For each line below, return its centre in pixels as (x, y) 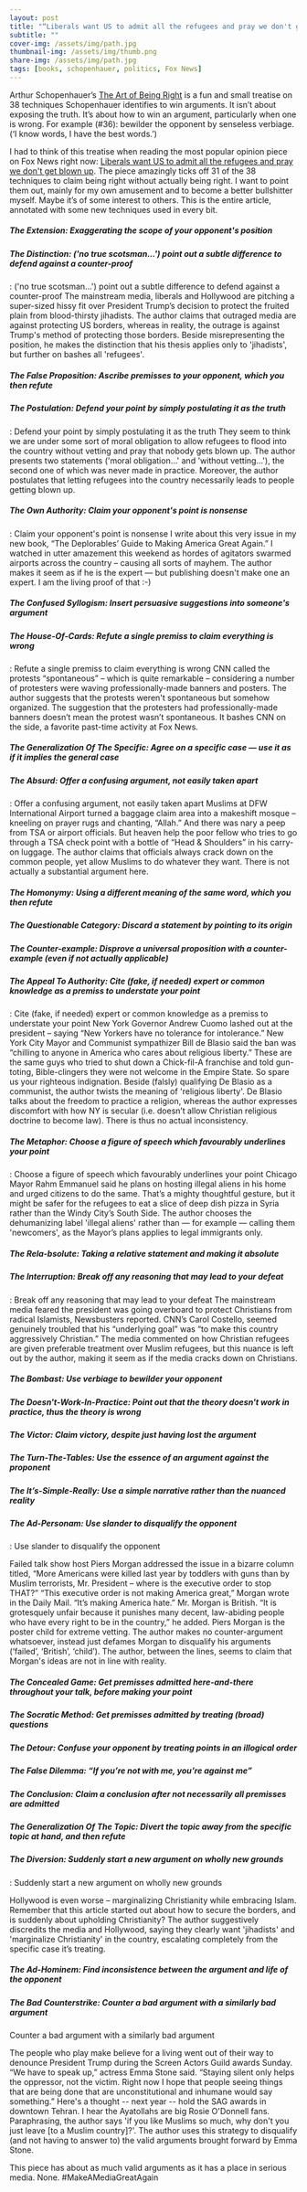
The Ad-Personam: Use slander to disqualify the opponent (123, 1524)
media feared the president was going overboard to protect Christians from (151, 1309)
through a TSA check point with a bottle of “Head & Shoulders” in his (139, 843)
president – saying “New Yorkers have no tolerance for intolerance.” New (147, 1033)
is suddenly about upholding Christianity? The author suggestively (134, 1920)
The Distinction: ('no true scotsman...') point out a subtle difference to (146, 253)
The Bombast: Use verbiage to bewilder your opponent (116, 1379)
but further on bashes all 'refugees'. (77, 355)
